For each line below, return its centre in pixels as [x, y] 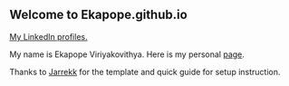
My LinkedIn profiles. [48, 36]
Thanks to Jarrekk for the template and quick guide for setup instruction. [145, 72]
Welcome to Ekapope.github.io [98, 15]
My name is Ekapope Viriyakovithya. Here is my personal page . [127, 54]
